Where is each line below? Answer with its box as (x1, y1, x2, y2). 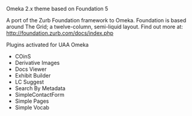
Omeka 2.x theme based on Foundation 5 (6, 5, 109, 12)
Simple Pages (14, 97, 49, 105)
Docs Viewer (14, 66, 47, 73)
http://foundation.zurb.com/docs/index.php (6, 29, 114, 37)
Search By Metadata (14, 85, 66, 92)
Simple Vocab (14, 104, 50, 111)
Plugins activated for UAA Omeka (6, 41, 89, 48)
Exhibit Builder (14, 72, 51, 79)
